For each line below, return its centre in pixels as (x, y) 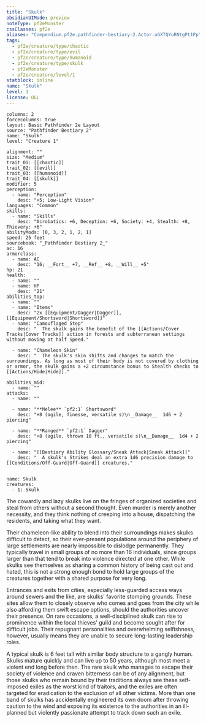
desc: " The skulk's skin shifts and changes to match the (96, 355)
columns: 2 (20, 114)
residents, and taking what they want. (54, 520)
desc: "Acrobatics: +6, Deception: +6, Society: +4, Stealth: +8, (104, 221)
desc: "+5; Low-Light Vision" (56, 200)
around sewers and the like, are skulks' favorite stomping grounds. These (99, 596)
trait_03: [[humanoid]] (37, 173)
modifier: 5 (21, 184)
